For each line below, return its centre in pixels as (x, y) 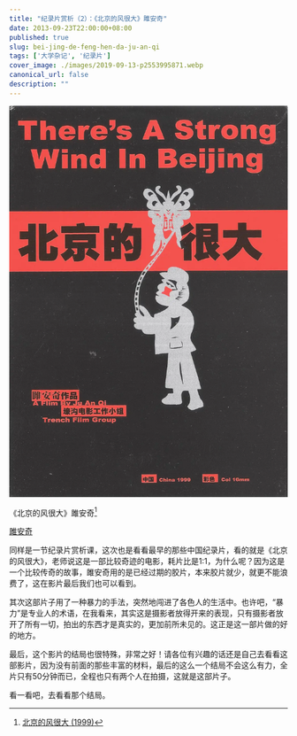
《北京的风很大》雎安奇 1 (53, 512)
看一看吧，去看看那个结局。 (60, 695)
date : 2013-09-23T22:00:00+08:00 (71, 28)
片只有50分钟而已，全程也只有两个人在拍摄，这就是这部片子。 (122, 677)
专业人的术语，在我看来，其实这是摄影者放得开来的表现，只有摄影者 (152, 613)
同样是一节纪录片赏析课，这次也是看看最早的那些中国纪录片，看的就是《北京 (148, 550)
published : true (39, 37)
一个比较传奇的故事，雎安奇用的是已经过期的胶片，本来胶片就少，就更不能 (145, 572)
